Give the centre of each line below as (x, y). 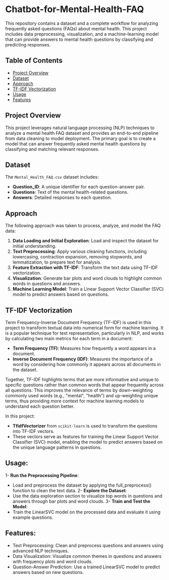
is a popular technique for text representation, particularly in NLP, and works (84, 333)
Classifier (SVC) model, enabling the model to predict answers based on (88, 442)
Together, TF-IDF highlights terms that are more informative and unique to (82, 379)
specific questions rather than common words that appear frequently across (84, 385)
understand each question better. (40, 406)
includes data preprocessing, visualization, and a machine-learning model (82, 34)
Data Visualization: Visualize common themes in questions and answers (87, 556)
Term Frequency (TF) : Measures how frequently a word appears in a (84, 348)
